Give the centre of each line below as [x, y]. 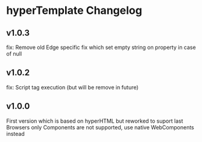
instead [16, 134]
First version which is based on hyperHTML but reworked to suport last [95, 121]
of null [14, 54]
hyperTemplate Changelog [74, 11]
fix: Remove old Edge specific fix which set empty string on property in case [101, 47]
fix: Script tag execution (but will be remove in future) [72, 87]
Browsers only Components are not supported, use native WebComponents [100, 127]
